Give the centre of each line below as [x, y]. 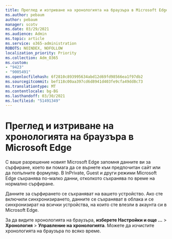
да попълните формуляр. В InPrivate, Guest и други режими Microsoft [81, 173]
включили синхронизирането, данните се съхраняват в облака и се [80, 199]
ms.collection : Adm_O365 [32, 58]
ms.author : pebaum [25, 15]
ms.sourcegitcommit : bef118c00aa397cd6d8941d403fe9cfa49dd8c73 [74, 82]
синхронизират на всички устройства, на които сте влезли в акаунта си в [86, 205]
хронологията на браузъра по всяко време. [53, 231]
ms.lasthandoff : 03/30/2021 [35, 96]
